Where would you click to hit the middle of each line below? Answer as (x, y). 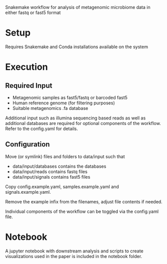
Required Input (29, 86)
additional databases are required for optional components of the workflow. (83, 123)
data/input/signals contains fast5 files (51, 177)
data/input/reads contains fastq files (50, 171)
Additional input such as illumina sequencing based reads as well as (75, 118)
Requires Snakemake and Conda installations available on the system (77, 47)
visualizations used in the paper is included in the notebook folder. (74, 256)
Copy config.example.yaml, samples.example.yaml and (62, 186)
